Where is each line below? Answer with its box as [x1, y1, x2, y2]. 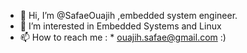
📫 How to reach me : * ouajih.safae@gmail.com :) [19, 31, 227, 43]
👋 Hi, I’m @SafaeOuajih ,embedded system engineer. [19, 10, 238, 21]
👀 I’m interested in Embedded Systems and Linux [19, 20, 222, 32]
